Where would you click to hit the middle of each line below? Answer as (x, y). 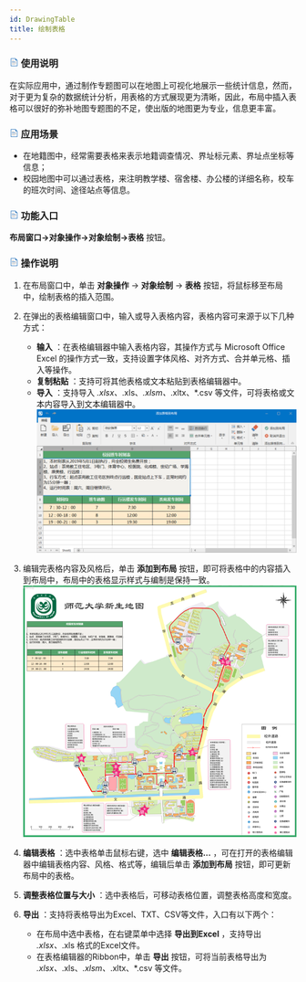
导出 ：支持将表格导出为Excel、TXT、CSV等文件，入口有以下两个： (149, 914)
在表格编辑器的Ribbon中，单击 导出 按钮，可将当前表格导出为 (151, 956)
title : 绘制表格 (37, 29)
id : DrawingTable (42, 19)
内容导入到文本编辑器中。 (92, 404)
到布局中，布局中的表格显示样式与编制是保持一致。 (118, 580)
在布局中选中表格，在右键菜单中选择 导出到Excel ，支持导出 (149, 934)
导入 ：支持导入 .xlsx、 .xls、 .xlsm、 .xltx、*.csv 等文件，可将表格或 (161, 392)
